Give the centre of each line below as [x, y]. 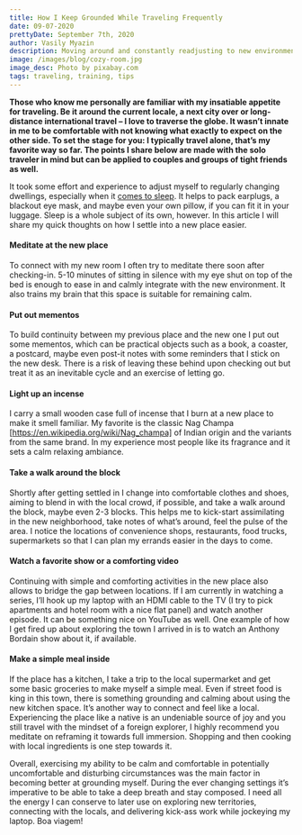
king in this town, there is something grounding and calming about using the [150, 698]
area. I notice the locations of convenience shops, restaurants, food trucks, [148, 531]
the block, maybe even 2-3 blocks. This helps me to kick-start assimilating [147, 512]
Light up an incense [47, 394]
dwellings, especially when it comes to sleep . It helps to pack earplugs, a [145, 195]
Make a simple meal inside [60, 659]
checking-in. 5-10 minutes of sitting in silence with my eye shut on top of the [151, 275]
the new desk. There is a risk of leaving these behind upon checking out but [150, 363]
